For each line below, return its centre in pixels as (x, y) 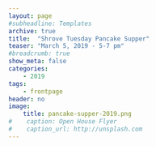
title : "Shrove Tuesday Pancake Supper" (79, 39)
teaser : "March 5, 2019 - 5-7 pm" (67, 46)
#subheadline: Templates (50, 24)
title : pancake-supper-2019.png (77, 114)
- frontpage (43, 91)
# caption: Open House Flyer (63, 122)
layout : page (30, 16)
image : (19, 106)
